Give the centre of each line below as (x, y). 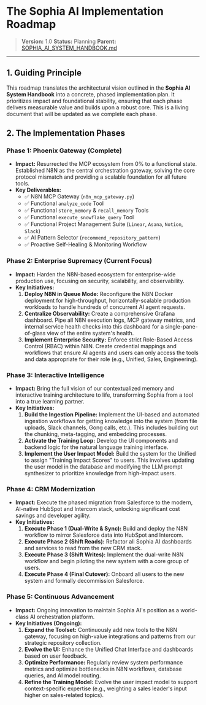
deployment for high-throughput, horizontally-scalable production (108, 300)
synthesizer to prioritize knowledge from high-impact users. (100, 473)
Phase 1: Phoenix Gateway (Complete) (64, 150)
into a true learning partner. (50, 402)
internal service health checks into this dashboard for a (94, 326)
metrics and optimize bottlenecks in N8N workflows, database (103, 669)
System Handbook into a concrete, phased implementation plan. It (90, 94)
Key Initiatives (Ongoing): (48, 623)
